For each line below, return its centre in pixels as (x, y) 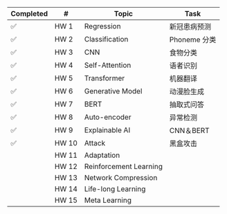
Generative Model (113, 91)
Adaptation (102, 155)
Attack (95, 143)
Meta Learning (108, 200)
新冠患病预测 (190, 27)
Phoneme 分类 (193, 39)
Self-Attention (108, 65)
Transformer (105, 78)
